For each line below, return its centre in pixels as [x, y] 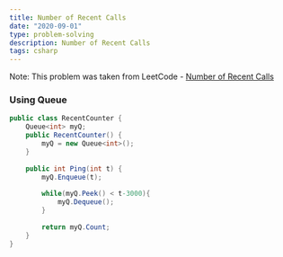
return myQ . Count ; [76, 227]
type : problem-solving [52, 34]
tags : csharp [34, 51]
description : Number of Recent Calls [80, 43]
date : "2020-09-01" [46, 26]
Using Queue [38, 100]
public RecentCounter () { [74, 136]
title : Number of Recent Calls [68, 18]
